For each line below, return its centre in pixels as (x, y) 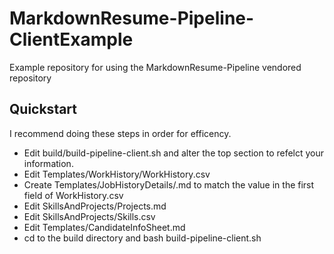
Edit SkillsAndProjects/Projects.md (95, 206)
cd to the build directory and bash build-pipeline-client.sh (142, 238)
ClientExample (71, 39)
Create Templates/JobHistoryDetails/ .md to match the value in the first (169, 184)
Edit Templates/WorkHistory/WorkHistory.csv (117, 174)
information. (48, 163)
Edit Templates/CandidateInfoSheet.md (104, 227)
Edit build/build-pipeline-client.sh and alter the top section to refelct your (174, 153)
